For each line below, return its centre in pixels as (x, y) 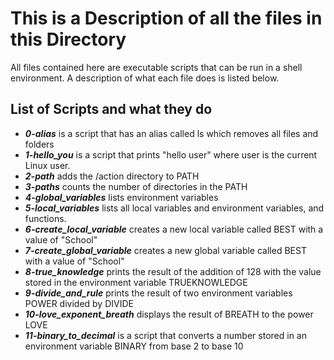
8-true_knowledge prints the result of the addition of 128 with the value (173, 271)
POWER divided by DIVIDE (79, 303)
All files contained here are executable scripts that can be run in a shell (156, 67)
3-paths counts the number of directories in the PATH (136, 186)
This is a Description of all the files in (166, 18)
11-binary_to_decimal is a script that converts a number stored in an (165, 335)
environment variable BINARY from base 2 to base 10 (134, 346)
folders (39, 144)
